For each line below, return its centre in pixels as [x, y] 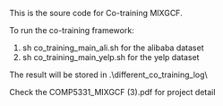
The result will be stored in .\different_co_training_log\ [108, 75]
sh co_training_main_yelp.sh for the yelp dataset [111, 57]
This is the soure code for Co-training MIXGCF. [96, 13]
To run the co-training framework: [72, 30]
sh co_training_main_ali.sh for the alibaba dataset [113, 48]
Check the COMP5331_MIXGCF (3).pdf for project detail [112, 92]
